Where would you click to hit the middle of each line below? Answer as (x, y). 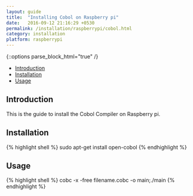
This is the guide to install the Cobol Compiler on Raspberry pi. (83, 114)
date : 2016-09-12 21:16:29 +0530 (50, 23)
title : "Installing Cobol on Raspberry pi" (62, 17)
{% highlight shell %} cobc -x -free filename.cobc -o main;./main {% (91, 180)
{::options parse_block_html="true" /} (52, 56)
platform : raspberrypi (34, 39)
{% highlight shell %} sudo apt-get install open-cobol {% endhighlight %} (96, 147)
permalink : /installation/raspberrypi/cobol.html (69, 28)
